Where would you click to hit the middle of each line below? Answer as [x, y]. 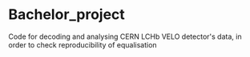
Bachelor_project [67, 15]
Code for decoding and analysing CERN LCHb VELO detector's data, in [125, 36]
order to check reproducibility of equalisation [83, 44]
